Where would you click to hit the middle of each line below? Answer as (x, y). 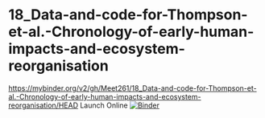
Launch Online (104, 105)
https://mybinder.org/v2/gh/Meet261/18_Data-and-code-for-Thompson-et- (132, 88)
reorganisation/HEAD (43, 105)
